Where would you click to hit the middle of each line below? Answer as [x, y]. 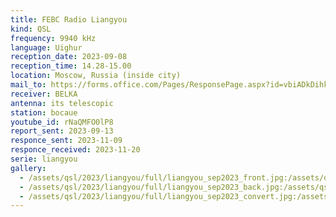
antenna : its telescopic [62, 103]
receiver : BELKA [44, 94]
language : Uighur [46, 47]
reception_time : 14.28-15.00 [71, 66]
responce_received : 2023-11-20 [75, 150]
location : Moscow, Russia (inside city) [96, 76]
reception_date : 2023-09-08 [69, 57]
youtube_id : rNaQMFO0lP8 [62, 122]
